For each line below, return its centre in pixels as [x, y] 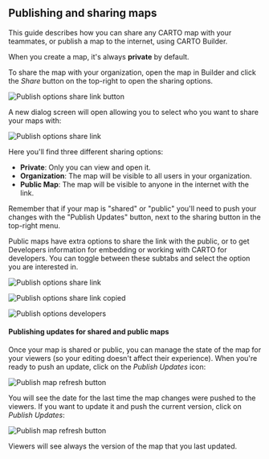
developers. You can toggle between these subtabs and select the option [129, 258]
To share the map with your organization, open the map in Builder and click [132, 72]
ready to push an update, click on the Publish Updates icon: [107, 367]
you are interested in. [43, 266]
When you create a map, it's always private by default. [99, 56]
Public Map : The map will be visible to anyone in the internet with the [134, 184]
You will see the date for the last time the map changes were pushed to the [132, 398]
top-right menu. [35, 225]
